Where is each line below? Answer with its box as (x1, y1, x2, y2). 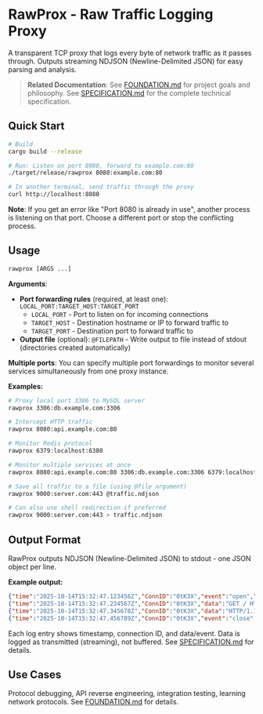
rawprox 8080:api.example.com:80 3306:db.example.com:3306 (8, 468, 205, 476)
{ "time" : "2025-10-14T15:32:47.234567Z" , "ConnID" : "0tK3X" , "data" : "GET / (8, 599, 247, 607)
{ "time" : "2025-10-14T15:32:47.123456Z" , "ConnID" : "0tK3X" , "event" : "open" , (8, 592, 254, 600)
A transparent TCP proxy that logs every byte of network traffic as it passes (8, 48, 252, 57)
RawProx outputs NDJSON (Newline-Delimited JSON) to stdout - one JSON (8, 554, 252, 563)
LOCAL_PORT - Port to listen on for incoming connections (31, 309, 209, 319)
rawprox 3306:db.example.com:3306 (8, 404, 121, 412)
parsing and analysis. (8, 64, 77, 74)
